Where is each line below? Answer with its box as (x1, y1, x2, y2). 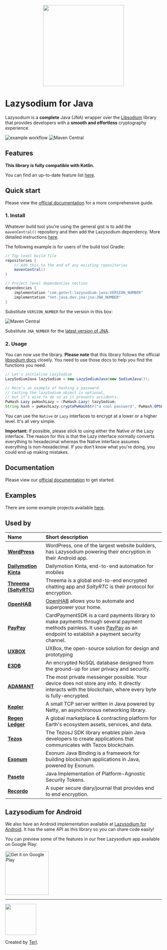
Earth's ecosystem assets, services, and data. (45, 721, 153, 728)
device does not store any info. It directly (45, 680, 141, 687)
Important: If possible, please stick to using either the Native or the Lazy (5, 428, 154, 434)
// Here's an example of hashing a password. (5, 385, 101, 390)
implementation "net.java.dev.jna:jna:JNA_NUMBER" (14, 295, 121, 300)
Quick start (5, 187, 41, 195)
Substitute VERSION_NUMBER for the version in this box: (5, 308, 113, 314)
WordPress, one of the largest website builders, (45, 542, 157, 549)
